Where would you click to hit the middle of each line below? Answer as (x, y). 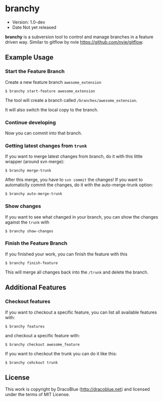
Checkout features (28, 301)
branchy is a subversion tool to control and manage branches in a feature (79, 37)
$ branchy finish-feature (31, 263)
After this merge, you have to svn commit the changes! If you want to (74, 180)
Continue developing (31, 122)
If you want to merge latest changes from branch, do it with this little (74, 156)
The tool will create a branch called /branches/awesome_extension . (71, 100)
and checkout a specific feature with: (43, 335)
